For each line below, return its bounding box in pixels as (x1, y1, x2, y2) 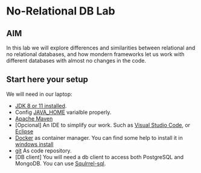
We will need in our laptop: (6, 90, 72, 98)
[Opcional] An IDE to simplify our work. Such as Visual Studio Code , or (14, 121, 191, 128)
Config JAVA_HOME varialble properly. (14, 109, 112, 116)
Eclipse (14, 128, 34, 135)
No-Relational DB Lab (6, 4, 116, 18)
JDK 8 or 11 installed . (14, 102, 67, 109)
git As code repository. (14, 146, 72, 154)
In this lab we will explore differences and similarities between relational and (6, 44, 196, 51)
